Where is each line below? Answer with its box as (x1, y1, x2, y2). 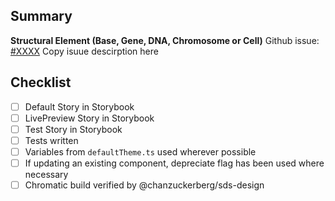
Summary (10, 8, 73, 25)
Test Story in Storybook (24, 123, 123, 135)
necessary (24, 169, 69, 180)
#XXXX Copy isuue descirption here (10, 45, 159, 57)
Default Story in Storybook (24, 100, 135, 113)
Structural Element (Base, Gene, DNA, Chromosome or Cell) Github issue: (10, 34, 320, 46)
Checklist (10, 74, 72, 91)
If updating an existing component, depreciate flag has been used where (24, 157, 325, 169)
